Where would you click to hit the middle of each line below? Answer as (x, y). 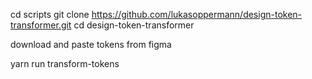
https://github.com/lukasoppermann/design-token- (197, 14)
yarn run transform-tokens (65, 63)
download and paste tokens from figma (91, 44)
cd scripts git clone (50, 14)
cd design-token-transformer (134, 25)
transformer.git (41, 25)
